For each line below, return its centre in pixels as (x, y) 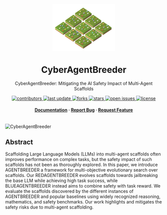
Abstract (19, 142)
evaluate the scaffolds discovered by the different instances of (69, 191)
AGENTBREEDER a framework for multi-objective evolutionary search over (82, 170)
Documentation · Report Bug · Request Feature (84, 110)
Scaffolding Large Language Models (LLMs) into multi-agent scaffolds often (83, 154)
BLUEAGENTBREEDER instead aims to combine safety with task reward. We (83, 186)
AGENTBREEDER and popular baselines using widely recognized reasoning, (83, 196)
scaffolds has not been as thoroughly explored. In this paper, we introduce (82, 165)
